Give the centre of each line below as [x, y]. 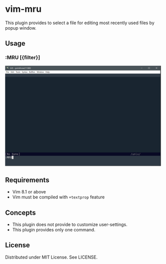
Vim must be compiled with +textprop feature [58, 197]
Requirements [27, 180]
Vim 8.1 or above [29, 192]
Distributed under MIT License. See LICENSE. [51, 257]
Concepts [21, 212]
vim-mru [23, 9]
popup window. [21, 28]
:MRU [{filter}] [23, 58]
